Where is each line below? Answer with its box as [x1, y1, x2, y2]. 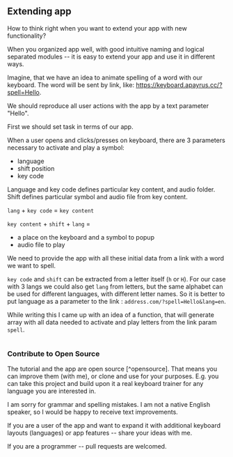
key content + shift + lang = [7, 219, 90, 228]
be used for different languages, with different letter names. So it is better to [7, 289, 225, 298]
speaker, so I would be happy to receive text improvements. [7, 408, 179, 417]
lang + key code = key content [7, 206, 94, 215]
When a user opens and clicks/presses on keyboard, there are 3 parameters [7, 136, 226, 144]
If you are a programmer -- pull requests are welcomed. [7, 442, 167, 451]
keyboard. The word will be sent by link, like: [7, 80, 135, 89]
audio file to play [17, 240, 65, 249]
